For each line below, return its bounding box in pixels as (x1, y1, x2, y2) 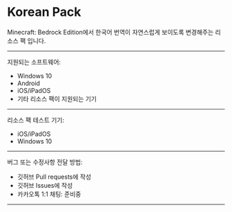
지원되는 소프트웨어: (7, 58, 61, 66)
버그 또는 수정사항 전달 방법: (7, 157, 83, 166)
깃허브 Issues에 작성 (17, 181, 73, 189)
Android (17, 79, 40, 87)
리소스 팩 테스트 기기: (7, 116, 64, 124)
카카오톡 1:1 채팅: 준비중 (17, 190, 81, 198)
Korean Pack (7, 4, 81, 20)
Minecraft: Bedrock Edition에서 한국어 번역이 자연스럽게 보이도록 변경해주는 (7, 28, 214, 36)
